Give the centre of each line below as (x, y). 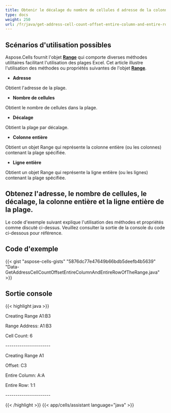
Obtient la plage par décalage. (37, 128)
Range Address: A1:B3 (28, 326)
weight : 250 (18, 19)
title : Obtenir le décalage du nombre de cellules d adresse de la (78, 10)
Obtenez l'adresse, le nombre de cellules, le (76, 194)
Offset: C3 (16, 365)
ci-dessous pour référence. (34, 233)
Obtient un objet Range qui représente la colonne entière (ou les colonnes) (83, 147)
